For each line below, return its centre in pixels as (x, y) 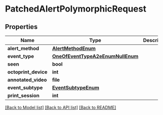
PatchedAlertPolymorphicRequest (76, 9)
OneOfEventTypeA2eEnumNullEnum (95, 56)
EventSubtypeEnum (76, 88)
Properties (21, 27)
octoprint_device (27, 72)
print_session (24, 95)
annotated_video (27, 80)
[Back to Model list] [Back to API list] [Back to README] (61, 108)
